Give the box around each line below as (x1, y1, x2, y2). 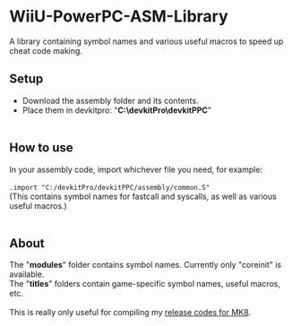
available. (9, 269, 45, 279)
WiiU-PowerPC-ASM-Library (9, 6, 228, 27)
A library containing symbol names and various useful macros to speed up (9, 36, 284, 47)
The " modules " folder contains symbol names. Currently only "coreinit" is (9, 260, 282, 270)
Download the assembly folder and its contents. (21, 95, 199, 106)
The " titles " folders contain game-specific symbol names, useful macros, (9, 279, 280, 289)
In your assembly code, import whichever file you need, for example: (9, 164, 262, 175)
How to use (9, 141, 73, 156)
